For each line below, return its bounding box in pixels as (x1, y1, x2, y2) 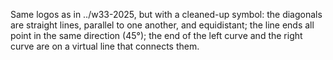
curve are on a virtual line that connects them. (10, 40, 200, 52)
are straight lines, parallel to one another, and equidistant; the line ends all (10, 19, 315, 31)
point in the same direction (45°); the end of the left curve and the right (10, 30, 303, 41)
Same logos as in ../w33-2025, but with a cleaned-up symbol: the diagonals (10, 9, 323, 20)
